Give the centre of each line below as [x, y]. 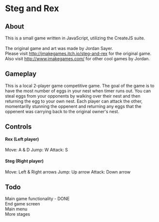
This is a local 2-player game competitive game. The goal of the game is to [80, 85]
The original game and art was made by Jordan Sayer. [59, 48]
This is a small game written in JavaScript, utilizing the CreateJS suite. [75, 38]
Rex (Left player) [22, 139]
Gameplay [21, 74]
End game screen [23, 204]
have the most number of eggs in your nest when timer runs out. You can [78, 91]
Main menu [16, 209]
